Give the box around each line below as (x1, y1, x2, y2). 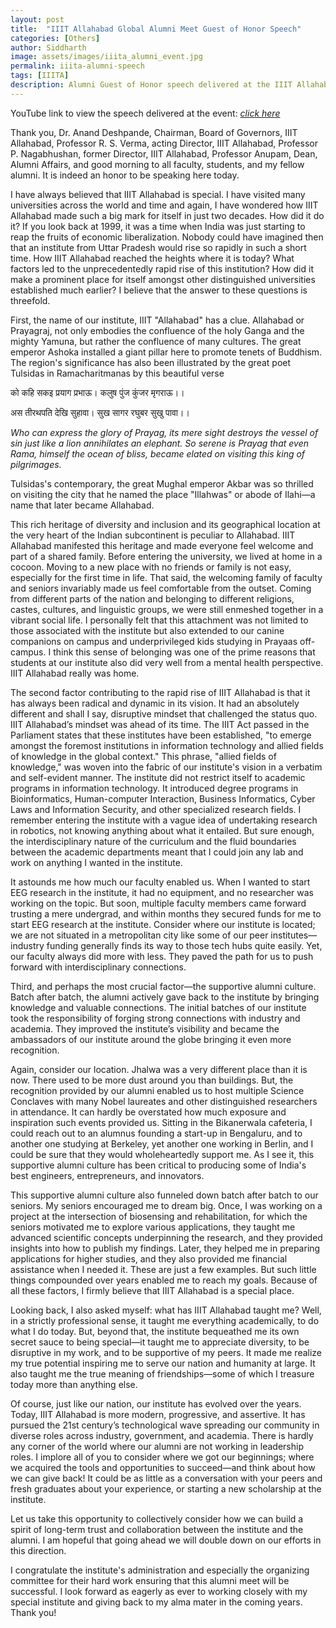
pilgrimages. (10, 458, 62, 470)
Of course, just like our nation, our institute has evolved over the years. (10, 1397, 302, 1410)
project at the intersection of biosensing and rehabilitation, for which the (10, 1210, 308, 1222)
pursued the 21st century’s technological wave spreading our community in (10, 1419, 320, 1431)
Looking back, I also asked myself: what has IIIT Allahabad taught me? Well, (10, 1304, 322, 1316)
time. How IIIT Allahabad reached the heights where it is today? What (10, 252, 295, 264)
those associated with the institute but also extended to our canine (10, 624, 285, 636)
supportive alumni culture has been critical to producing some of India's (10, 1159, 307, 1171)
